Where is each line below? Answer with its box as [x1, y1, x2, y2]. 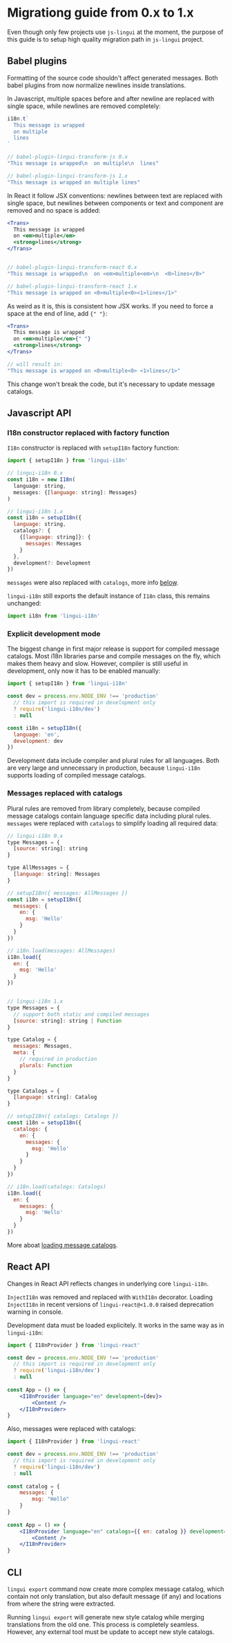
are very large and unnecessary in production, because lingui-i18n [7, 764, 201, 772]
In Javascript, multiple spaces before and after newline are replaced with [7, 94, 215, 103]
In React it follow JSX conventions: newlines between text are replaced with [7, 191, 223, 200]
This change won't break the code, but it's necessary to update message [7, 380, 215, 388]
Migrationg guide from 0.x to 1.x [7, 5, 195, 21]
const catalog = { [7, 1483, 60, 1490]
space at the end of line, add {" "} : [7, 309, 108, 317]
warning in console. [7, 1308, 64, 1316]
